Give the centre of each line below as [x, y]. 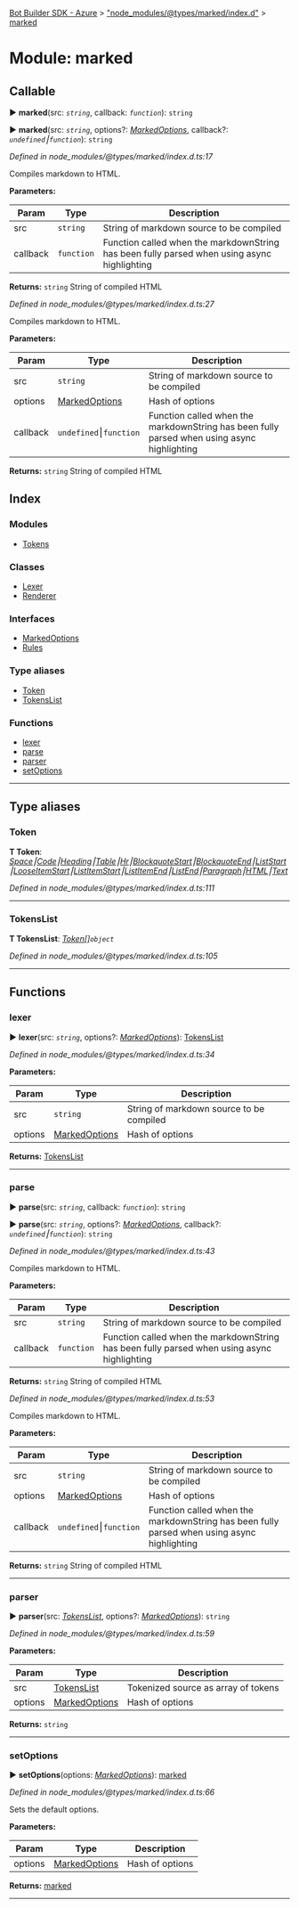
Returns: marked [40, 1886]
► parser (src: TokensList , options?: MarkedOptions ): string [119, 1617]
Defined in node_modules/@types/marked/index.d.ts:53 [112, 1398]
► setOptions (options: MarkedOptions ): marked [98, 1775]
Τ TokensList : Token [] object [62, 938]
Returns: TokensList [46, 1156]
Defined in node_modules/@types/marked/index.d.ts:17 [111, 156]
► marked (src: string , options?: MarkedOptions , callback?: [119, 130]
